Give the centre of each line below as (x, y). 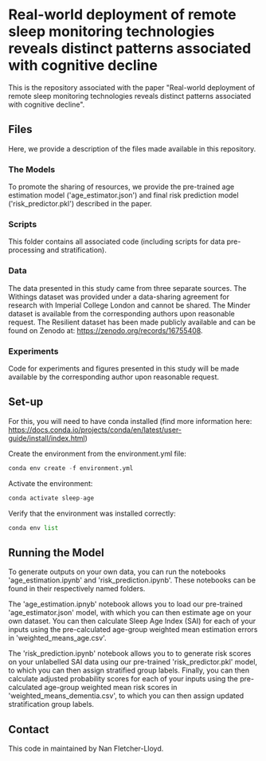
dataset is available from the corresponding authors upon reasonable (121, 313)
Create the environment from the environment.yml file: (98, 453)
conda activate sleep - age (51, 498)
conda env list (33, 528)
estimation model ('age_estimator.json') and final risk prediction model (123, 195)
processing (27, 250)
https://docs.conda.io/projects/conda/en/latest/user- (95, 430)
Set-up (26, 402)
